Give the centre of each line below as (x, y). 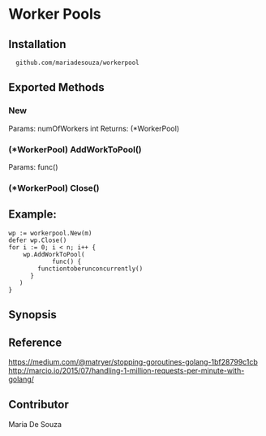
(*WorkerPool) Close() (54, 188)
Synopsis (32, 315)
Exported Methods (56, 87)
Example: (32, 215)
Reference (35, 342)
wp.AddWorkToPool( (54, 254)
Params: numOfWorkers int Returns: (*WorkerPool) (94, 128)
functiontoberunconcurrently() (90, 269)
